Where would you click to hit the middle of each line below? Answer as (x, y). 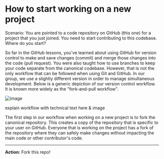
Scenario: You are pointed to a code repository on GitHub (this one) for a (78, 33)
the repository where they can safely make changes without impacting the (80, 133)
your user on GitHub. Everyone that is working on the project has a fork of (79, 127)
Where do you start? (26, 43)
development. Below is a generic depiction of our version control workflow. (81, 83)
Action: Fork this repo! (28, 152)
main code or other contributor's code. (44, 138)
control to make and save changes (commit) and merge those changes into (81, 58)
